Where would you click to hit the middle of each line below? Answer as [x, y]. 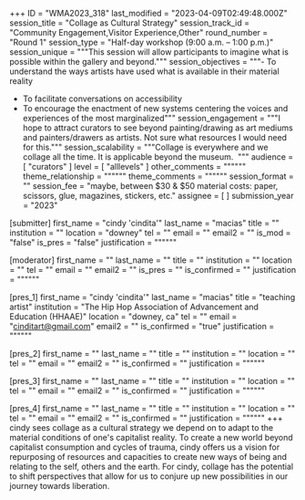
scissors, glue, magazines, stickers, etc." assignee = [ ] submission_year [158, 196]
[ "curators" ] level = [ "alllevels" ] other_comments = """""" [134, 167]
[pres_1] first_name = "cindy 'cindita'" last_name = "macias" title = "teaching [152, 297]
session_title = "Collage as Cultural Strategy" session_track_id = [130, 23]
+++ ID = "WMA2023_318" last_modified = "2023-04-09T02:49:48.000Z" [149, 13]
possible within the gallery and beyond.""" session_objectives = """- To [143, 62]
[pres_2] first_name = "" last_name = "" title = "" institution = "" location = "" [152, 354]
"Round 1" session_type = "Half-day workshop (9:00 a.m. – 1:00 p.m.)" [142, 42]
